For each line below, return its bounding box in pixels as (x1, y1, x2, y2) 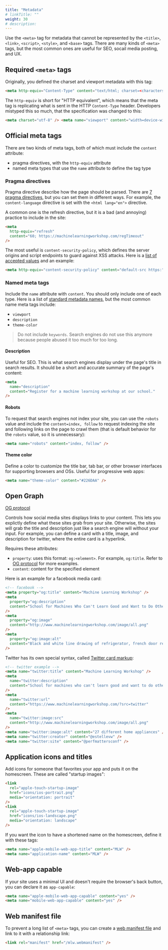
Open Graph (5, 491, 44, 500)
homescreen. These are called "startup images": (5, 771, 105, 777)
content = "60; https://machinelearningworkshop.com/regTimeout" (9, 233, 144, 238)
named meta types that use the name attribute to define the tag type (12, 165, 151, 171)
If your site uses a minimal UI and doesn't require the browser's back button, (5, 878, 163, 884)
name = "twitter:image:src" (9, 715, 64, 720)
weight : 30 (5, 16, 28, 21)
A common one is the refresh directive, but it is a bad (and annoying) (5, 209, 146, 215)
